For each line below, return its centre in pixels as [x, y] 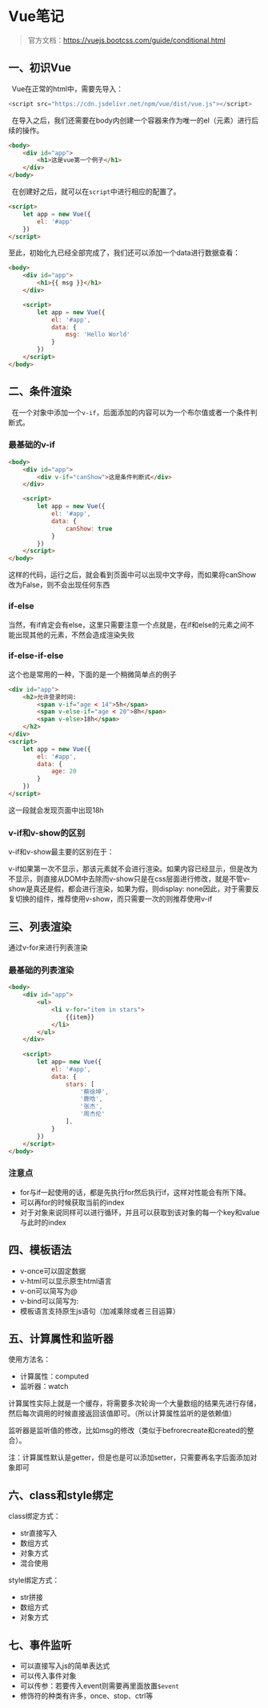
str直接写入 [38, 1533]
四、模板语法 [40, 1250]
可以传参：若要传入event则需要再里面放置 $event [100, 1686]
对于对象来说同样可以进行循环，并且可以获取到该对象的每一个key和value [140, 1212]
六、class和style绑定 [61, 1495]
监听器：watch [44, 1387]
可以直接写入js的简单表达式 [65, 1666]
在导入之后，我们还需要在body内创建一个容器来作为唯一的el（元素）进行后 [135, 120]
